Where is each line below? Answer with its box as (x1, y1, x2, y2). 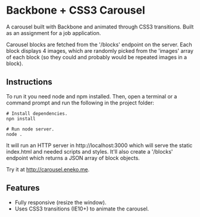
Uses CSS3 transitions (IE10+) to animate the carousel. (14, 205, 149, 212)
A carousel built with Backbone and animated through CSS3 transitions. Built (6, 23, 194, 30)
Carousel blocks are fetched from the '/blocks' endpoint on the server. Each (6, 41, 192, 48)
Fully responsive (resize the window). (14, 199, 107, 206)
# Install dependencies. (6, 110, 68, 116)
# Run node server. (6, 126, 55, 132)
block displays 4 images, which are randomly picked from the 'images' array (6, 47, 193, 54)
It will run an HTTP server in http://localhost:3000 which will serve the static (6, 142, 193, 149)
